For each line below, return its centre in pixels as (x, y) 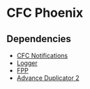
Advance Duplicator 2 (48, 78)
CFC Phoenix (45, 13)
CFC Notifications (42, 55)
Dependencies (39, 39)
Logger (27, 63)
